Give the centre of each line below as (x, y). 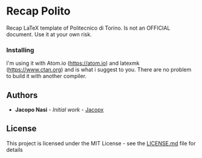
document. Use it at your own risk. (49, 34)
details (15, 150)
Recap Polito (38, 11)
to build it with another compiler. (46, 76)
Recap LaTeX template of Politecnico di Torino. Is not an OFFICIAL (88, 28)
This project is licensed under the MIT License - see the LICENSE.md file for (101, 143)
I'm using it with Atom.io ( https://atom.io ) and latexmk (73, 63)
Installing (20, 50)
